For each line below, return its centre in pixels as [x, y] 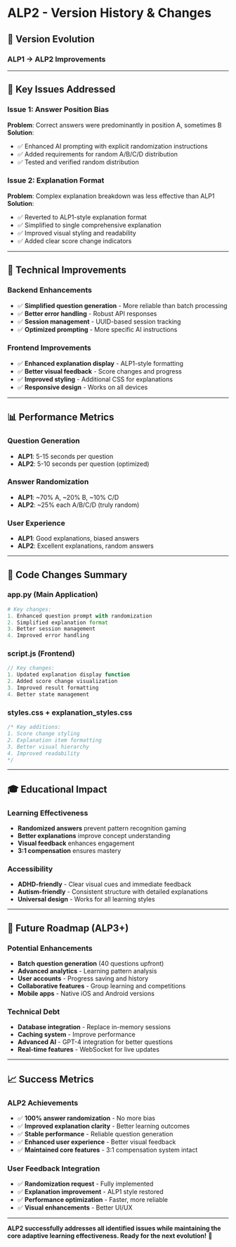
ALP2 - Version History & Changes [110, 13]
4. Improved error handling [48, 636]
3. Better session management [52, 629]
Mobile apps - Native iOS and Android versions [86, 994]
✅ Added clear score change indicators [74, 240]
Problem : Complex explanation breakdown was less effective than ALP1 [111, 196]
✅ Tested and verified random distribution [78, 162]
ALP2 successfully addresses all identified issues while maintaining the [114, 1229]
